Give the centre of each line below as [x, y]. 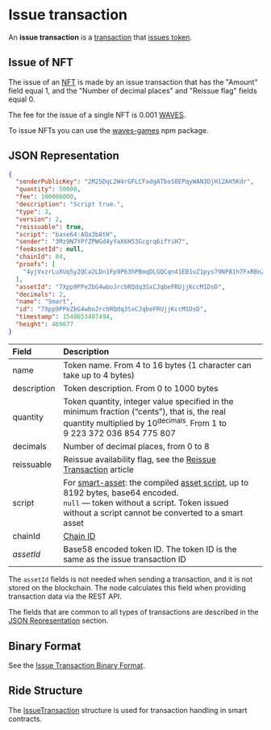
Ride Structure [46, 691]
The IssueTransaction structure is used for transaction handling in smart [128, 710]
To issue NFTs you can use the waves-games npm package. [108, 130]
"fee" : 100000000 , [47, 197]
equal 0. [22, 99]
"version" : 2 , [39, 219]
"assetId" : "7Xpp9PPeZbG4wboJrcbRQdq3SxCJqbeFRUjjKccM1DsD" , [121, 287]
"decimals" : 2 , [41, 294]
